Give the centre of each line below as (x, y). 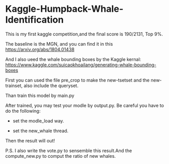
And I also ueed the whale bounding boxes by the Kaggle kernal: (73, 59)
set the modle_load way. (38, 120)
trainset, (14, 86)
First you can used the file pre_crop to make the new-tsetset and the (78, 80)
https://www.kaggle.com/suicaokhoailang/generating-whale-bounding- (81, 65)
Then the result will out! (30, 140)
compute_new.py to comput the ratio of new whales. (61, 156)
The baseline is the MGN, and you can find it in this (59, 44)
